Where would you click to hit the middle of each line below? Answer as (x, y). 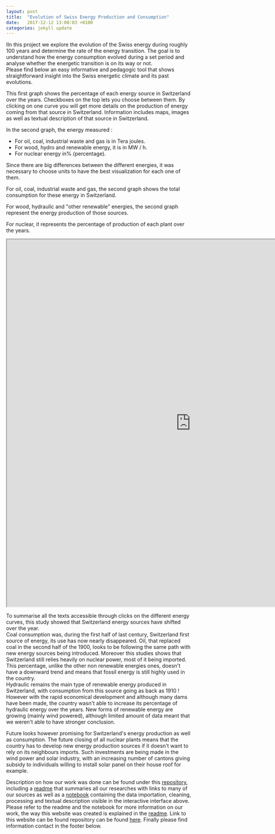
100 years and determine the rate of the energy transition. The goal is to (93, 51)
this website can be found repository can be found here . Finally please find (97, 820)
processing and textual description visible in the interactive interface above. (98, 801)
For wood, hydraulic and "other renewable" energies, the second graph (92, 207)
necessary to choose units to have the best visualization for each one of (93, 172)
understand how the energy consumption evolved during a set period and (95, 57)
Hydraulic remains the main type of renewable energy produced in (86, 685)
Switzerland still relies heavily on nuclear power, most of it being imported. (96, 659)
